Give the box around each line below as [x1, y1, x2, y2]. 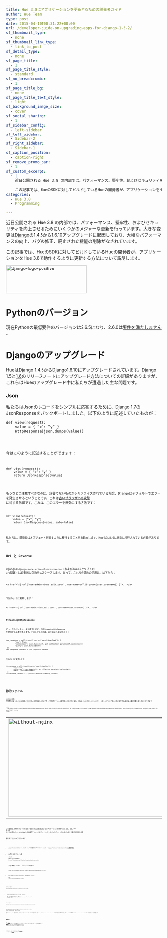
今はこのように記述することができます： [6, 451, 76, 456]
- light [10, 100, 27, 105]
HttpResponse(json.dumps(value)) [15, 429, 84, 434]
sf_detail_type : [6, 49, 40, 54]
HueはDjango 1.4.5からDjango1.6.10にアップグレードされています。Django [6, 367, 157, 373]
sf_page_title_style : [6, 67, 51, 72]
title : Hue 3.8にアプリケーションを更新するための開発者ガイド [6, 7, 122, 12]
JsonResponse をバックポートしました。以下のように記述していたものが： [6, 410, 158, 416]
